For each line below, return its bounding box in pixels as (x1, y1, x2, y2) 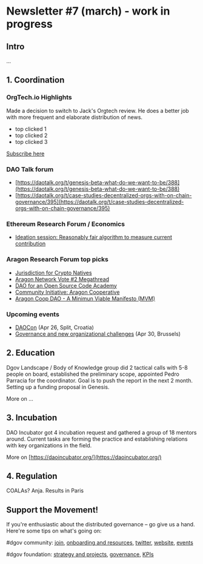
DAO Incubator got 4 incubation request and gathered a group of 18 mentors (6, 429, 197, 436)
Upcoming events (6, 310, 59, 318)
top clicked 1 (15, 125, 47, 132)
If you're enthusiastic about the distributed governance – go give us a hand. (6, 521, 195, 528)
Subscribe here (6, 150, 45, 157)
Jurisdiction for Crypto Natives (15, 269, 92, 276)
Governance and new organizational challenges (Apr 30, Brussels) (15, 330, 181, 338)
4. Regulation (6, 471, 58, 481)
